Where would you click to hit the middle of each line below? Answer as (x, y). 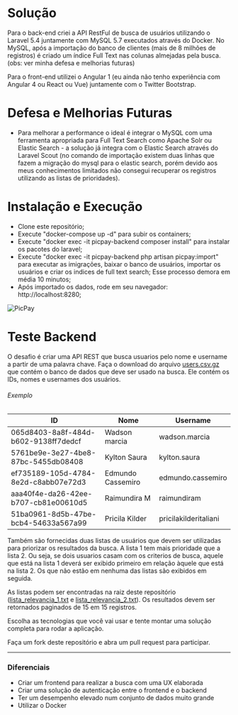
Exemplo (20, 395)
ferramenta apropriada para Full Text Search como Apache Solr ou (115, 140)
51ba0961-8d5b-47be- (54, 514)
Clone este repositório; (51, 226)
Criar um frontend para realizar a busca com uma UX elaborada (110, 683)
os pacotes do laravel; (50, 249)
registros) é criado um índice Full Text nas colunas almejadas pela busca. (114, 55)
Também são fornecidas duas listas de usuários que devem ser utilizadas (114, 540)
